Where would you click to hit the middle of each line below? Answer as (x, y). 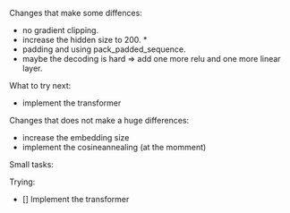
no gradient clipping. (60, 30)
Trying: (22, 182)
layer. (32, 68)
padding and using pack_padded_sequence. (104, 49)
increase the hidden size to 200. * (85, 40)
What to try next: (40, 85)
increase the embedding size (76, 137)
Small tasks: (31, 164)
